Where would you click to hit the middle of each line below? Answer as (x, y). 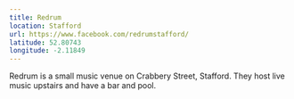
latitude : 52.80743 (45, 42)
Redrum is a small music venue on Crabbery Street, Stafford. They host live (147, 76)
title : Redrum (36, 17)
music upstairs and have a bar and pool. (83, 86)
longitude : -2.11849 (48, 51)
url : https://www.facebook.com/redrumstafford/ (99, 34)
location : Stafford (45, 26)
